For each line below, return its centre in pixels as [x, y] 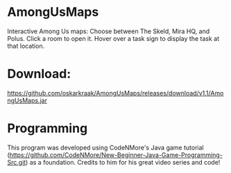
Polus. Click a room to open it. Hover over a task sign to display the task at [113, 38]
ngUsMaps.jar [27, 100]
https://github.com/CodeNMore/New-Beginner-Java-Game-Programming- [116, 155]
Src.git [17, 162]
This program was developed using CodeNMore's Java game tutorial [105, 147]
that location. [26, 46]
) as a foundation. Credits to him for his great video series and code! [123, 162]
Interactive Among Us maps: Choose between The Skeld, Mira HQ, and [109, 31]
